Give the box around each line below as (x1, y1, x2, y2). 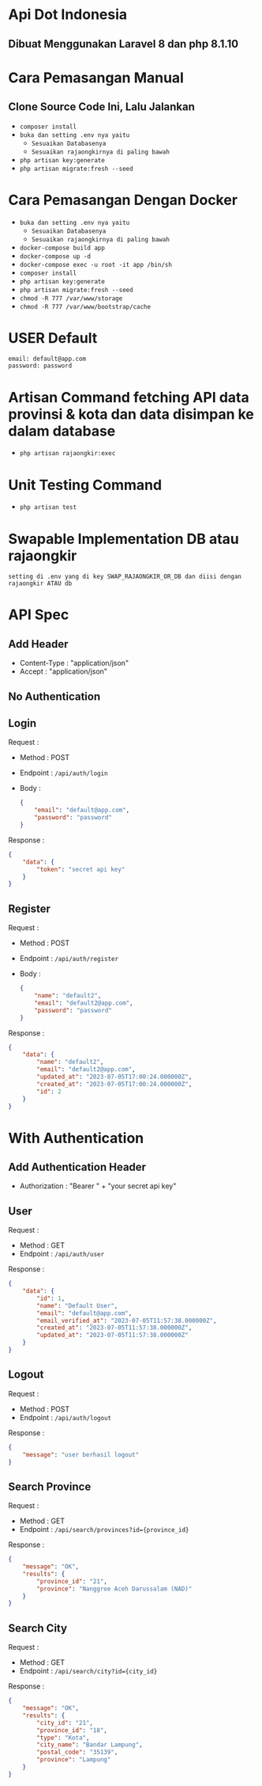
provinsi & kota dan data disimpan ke (8, 405, 254, 423)
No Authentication (8, 690, 101, 703)
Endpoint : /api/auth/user (19, 1249, 105, 1259)
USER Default (8, 329, 98, 347)
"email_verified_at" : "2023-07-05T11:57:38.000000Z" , (36, 1317, 217, 1324)
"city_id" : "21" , (36, 1719, 93, 1727)
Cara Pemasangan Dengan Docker (8, 191, 238, 209)
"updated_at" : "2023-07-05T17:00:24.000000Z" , (36, 1073, 193, 1081)
